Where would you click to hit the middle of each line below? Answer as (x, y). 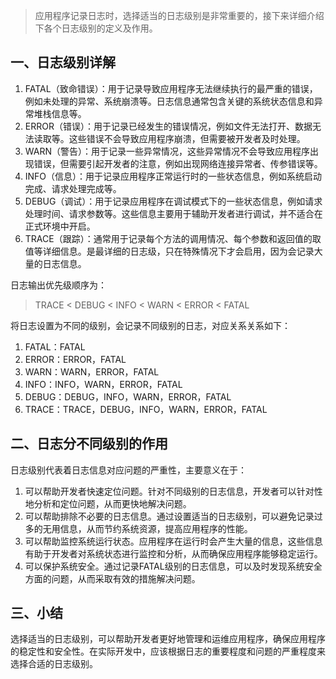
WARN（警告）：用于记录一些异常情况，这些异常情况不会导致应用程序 (167, 151)
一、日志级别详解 (63, 62)
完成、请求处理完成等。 (73, 188)
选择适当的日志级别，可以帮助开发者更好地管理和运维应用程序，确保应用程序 (168, 639)
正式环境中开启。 (60, 226)
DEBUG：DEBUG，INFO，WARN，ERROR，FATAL (128, 396)
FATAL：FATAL (55, 346)
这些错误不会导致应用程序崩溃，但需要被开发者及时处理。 (187, 138)
